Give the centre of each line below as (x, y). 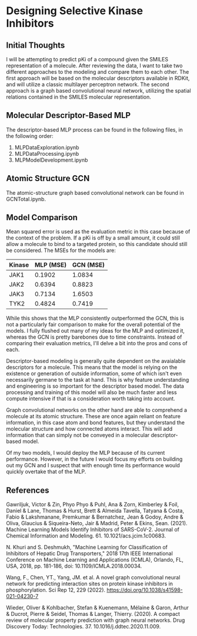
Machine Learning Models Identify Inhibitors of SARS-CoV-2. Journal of (93, 530)
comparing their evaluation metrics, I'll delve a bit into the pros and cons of (97, 343)
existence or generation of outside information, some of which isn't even (94, 373)
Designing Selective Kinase (74, 11)
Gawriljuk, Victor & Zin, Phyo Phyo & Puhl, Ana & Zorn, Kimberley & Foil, (93, 504)
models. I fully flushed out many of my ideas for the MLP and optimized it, (96, 331)
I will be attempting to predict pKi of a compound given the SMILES (87, 59)
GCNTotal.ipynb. (26, 199)
